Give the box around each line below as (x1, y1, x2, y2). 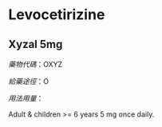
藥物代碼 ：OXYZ (8, 60, 63, 69)
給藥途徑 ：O (8, 77, 49, 85)
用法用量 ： (8, 93, 44, 103)
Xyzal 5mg (8, 38, 63, 51)
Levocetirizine (8, 6, 105, 24)
